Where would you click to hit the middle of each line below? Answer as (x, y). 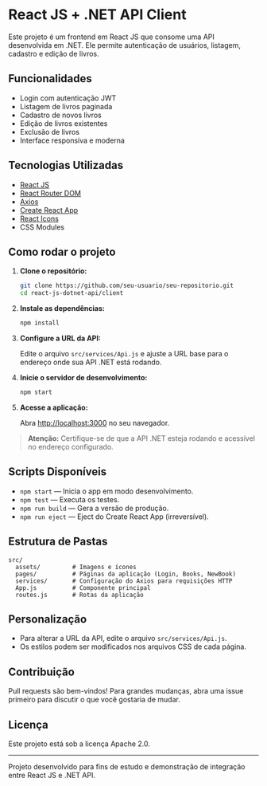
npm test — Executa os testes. (70, 499)
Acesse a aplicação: (54, 407)
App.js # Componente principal (83, 588)
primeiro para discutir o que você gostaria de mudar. (94, 700)
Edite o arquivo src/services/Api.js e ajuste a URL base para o (124, 354)
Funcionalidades (50, 79)
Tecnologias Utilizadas (66, 165)
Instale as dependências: (62, 309)
